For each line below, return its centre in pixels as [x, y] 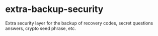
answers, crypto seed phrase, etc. [41, 28]
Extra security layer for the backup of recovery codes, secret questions [79, 23]
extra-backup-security [54, 9]
